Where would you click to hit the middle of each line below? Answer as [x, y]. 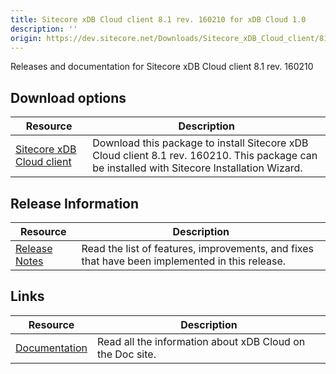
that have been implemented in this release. [184, 261]
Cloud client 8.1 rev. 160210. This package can [205, 156]
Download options [68, 97]
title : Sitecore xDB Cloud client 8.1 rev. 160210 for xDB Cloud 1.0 [158, 19]
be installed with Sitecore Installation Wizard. [197, 168]
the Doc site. [127, 354]
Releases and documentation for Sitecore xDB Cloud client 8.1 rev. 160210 [162, 67]
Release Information [75, 203]
